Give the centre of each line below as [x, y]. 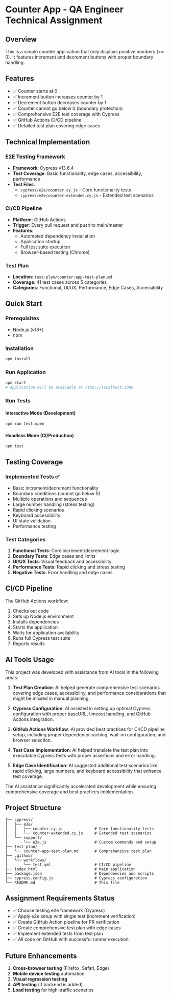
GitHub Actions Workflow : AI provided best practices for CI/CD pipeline [89, 729]
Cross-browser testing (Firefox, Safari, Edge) [61, 968]
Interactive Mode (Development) [41, 413]
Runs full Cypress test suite [41, 638]
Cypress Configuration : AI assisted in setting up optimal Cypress [81, 708]
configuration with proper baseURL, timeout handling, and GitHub [82, 714]
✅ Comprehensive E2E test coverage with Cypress [66, 114]
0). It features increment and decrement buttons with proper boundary [79, 57]
